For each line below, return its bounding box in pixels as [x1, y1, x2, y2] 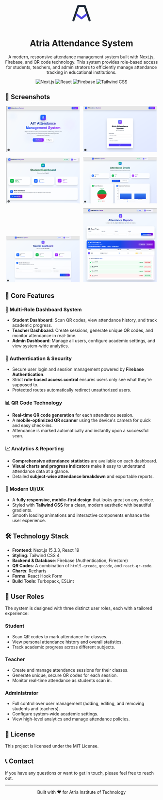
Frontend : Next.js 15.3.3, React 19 [12, 547, 80, 553]
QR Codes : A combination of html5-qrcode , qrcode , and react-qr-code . [12, 563, 153, 569]
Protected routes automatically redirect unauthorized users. [12, 387, 131, 392]
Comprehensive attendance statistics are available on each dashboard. [12, 458, 158, 464]
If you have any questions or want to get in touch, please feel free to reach [5, 770, 154, 776]
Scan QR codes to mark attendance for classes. [12, 633, 108, 639]
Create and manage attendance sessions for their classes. [12, 667, 129, 673]
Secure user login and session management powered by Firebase [12, 366, 144, 372]
